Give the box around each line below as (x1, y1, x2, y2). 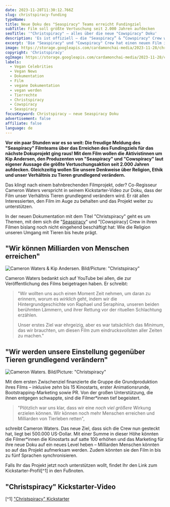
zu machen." (17, 333, 44, 339)
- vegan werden (10, 87, 42, 93)
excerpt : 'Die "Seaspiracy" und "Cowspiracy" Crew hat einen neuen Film (5, 41, 162, 46)
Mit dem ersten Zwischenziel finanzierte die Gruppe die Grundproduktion (5, 379, 158, 385)
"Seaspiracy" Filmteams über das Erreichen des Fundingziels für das (5, 145, 154, 151)
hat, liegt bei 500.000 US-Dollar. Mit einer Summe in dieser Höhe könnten (5, 431, 159, 437)
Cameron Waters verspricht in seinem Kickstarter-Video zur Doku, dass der (5, 187, 163, 193)
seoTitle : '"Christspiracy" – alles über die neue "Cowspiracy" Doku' (5, 31, 157, 36)
